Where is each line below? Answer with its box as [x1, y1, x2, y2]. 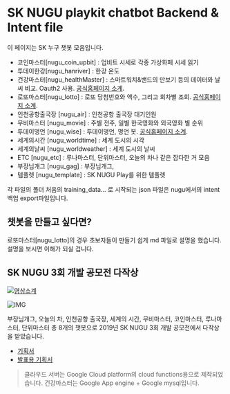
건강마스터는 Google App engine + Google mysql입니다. [44, 379, 200, 387]
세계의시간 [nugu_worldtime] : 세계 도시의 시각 [17, 136, 145, 144]
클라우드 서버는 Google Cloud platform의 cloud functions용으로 [23, 370, 200, 378]
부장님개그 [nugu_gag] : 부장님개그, [17, 161, 115, 170]
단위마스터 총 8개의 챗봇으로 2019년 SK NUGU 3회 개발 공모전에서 [21, 323, 202, 332]
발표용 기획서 [17, 355, 53, 364]
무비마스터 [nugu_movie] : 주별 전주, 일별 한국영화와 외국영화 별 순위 [17, 118, 204, 127]
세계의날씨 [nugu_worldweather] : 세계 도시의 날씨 [17, 144, 155, 153]
